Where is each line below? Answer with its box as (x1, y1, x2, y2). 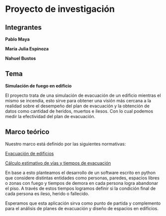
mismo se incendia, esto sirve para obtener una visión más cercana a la (5, 97, 151, 103)
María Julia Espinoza (5, 46, 49, 51)
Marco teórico (5, 128, 50, 136)
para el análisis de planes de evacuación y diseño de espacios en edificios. (5, 205, 159, 211)
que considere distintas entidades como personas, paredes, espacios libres (5, 174, 160, 181)
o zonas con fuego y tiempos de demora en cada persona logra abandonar (5, 180, 159, 186)
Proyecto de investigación (5, 3, 115, 15)
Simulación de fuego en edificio (5, 83, 72, 88)
